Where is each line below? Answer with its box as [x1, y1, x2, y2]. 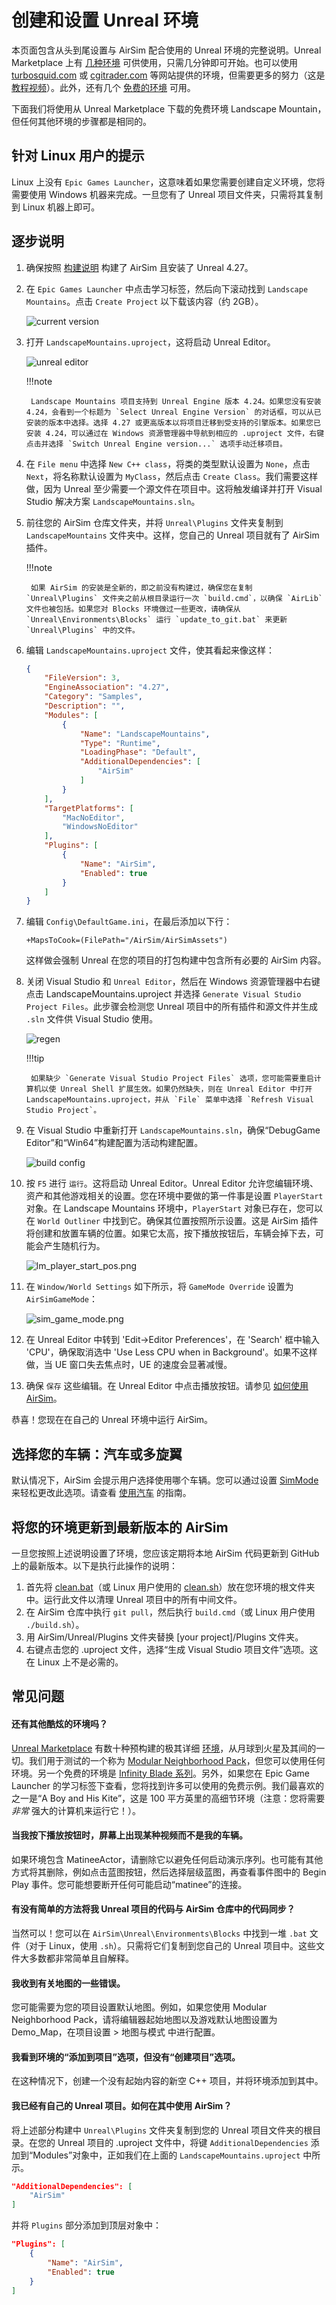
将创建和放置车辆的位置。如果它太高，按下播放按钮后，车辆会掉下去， [25, 1227, 316, 1240]
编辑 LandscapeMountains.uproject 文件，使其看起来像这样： [25, 644, 275, 656]
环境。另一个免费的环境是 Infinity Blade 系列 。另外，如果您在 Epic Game [11, 1767, 310, 1779]
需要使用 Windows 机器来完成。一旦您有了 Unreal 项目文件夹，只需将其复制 [11, 188, 324, 200]
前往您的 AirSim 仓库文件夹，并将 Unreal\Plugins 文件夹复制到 [25, 516, 284, 528]
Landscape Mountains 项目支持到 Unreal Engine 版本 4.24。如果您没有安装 [30, 396, 322, 406]
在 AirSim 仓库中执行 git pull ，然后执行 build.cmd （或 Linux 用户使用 [25, 1606, 316, 1618]
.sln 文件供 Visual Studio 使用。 [25, 1013, 159, 1025]
